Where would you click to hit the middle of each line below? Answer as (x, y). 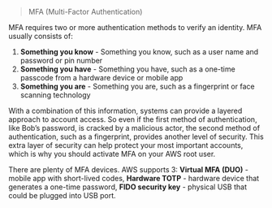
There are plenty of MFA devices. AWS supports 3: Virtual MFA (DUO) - (129, 169)
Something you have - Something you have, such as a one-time (127, 69)
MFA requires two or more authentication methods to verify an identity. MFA (135, 27)
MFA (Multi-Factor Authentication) (85, 12)
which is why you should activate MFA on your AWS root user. (112, 154)
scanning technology (55, 95)
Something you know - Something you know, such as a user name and (139, 52)
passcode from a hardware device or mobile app (101, 78)
